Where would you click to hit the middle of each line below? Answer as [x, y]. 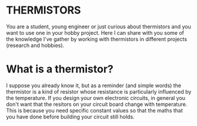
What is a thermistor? [60, 69]
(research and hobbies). [35, 45]
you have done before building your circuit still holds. [70, 117]
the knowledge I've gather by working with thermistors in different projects [96, 39]
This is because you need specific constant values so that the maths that [95, 110]
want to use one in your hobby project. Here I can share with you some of [95, 32]
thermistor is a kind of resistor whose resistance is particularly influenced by [99, 91]
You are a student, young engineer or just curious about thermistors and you [98, 26]
